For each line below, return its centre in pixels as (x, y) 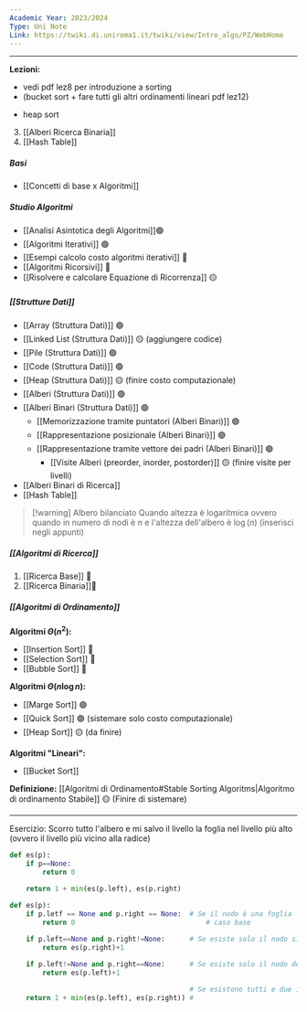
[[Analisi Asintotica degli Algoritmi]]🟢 (93, 230)
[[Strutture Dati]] (42, 302)
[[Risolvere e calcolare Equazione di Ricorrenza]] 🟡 (120, 277)
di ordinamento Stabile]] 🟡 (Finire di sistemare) (98, 799)
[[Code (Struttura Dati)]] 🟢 (73, 367)
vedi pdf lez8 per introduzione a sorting (97, 87)
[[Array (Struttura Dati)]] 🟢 (73, 325)
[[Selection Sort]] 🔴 (59, 658)
